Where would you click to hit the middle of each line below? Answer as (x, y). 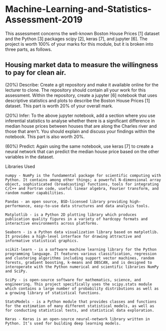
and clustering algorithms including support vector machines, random (80, 258)
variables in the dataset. (30, 157)
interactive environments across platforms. (52, 223)
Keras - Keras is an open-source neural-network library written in (78, 319)
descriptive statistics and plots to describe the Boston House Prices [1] (78, 100)
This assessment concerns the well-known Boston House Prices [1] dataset (83, 33)
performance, (19, 206)
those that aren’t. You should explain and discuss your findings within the (80, 131)
